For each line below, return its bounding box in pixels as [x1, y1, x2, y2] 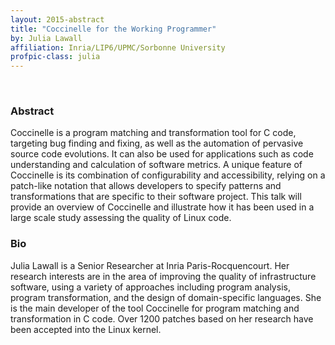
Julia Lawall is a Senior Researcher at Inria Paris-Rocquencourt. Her [10, 259, 290, 271]
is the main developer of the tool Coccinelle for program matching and [10, 302, 300, 314]
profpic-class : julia [10, 52, 101, 62]
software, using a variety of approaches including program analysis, [10, 281, 291, 293]
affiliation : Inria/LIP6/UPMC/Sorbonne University [10, 42, 226, 53]
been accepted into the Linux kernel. [10, 323, 162, 335]
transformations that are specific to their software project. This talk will [10, 191, 302, 203]
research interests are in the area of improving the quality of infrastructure [10, 270, 317, 282]
